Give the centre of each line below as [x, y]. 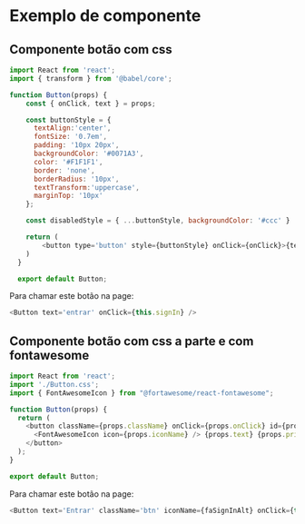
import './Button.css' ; [54, 384]
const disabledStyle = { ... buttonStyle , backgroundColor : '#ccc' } [158, 221]
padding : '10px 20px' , [76, 145]
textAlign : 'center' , [72, 128]
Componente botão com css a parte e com [132, 341]
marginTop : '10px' [68, 196]
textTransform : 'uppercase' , [87, 187]
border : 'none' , [64, 170]
